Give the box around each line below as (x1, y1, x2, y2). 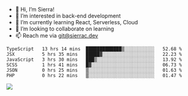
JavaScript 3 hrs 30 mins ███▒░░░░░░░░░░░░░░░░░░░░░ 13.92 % (6, 57, 182, 63)
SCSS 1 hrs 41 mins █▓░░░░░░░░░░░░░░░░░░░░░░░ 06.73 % (6, 62, 182, 68)
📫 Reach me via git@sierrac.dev (15, 32, 99, 39)
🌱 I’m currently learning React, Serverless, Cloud (15, 19, 138, 26)
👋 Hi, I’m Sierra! (15, 6, 55, 13)
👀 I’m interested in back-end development (15, 12, 121, 19)
